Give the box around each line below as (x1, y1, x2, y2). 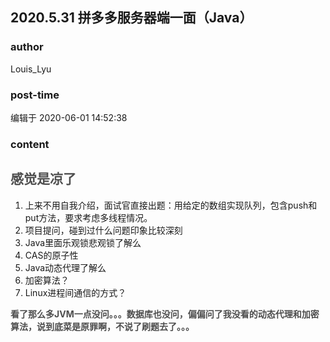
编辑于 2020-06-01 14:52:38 (10, 111, 128, 123)
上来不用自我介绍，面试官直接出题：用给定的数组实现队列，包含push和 (24, 199, 318, 211)
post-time (10, 88, 60, 102)
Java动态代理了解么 (24, 261, 107, 273)
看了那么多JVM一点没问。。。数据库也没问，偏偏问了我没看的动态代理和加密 (10, 308, 320, 320)
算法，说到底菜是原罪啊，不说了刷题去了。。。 (10, 320, 195, 332)
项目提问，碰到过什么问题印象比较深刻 (24, 224, 183, 236)
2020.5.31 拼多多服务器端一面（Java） (10, 9, 253, 27)
